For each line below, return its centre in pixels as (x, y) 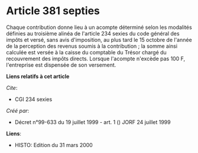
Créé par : (18, 110)
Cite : (12, 87)
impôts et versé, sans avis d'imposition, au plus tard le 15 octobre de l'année (99, 40)
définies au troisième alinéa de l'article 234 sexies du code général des (93, 33)
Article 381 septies (53, 11)
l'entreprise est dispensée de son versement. (61, 65)
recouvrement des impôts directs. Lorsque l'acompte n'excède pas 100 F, (95, 58)
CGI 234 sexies (33, 99)
